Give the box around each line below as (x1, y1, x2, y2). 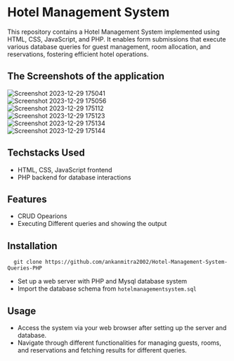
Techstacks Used (7, 147, 86, 159)
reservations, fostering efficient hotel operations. (7, 50, 149, 58)
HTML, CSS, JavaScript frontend (17, 165, 112, 174)
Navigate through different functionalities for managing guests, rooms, (17, 338, 221, 347)
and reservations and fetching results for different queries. (17, 346, 188, 354)
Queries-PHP (7, 265, 42, 272)
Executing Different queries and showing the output (17, 220, 167, 228)
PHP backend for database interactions (17, 173, 131, 182)
